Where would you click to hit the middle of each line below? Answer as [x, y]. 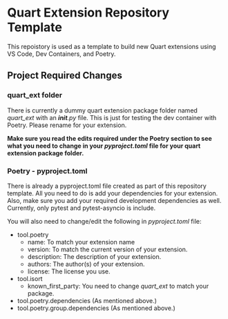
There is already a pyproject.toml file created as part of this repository [107, 186]
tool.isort [30, 278]
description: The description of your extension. [94, 256]
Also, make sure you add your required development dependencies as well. [114, 200]
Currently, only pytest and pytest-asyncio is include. [82, 208]
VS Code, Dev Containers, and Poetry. [61, 54]
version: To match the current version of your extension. [107, 249]
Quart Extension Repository [88, 13]
